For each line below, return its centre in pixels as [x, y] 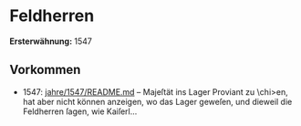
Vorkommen [45, 70]
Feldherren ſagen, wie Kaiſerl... [80, 111]
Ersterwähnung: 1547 [51, 41]
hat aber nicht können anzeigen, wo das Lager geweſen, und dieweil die [157, 101]
